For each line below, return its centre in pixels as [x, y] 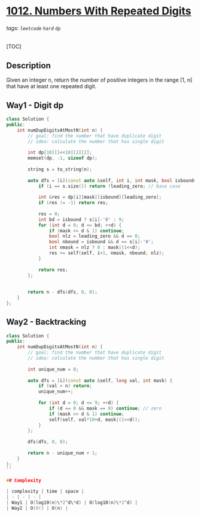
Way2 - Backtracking [46, 322]
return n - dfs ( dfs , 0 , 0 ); [63, 292]
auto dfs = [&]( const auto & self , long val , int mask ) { [100, 380]
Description [28, 65]
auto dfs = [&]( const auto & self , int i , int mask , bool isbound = [112, 180]
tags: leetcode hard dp [33, 28]
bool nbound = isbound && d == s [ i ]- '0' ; [101, 242]
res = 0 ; [49, 214]
